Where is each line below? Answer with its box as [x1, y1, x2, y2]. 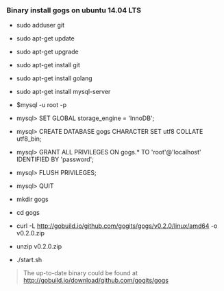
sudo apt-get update [16, 34, 75, 43]
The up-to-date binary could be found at [23, 269, 138, 277]
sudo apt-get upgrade [16, 47, 79, 56]
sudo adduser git [16, 21, 64, 30]
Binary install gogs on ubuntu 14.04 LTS [6, 5, 142, 15]
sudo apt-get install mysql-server [16, 88, 111, 96]
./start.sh [16, 256, 42, 264]
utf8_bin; [16, 135, 42, 143]
